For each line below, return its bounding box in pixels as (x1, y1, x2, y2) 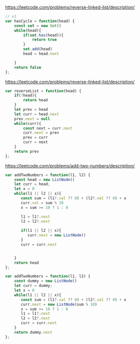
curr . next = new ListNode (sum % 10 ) (20, 302, 97, 307)
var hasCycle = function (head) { (5, 19, 75, 24)
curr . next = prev (23, 130, 59, 135)
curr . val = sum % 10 (20, 200, 64, 205)
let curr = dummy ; (14, 283, 52, 288)
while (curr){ (14, 121, 41, 126)
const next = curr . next (23, 125, 72, 131)
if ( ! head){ (14, 93, 37, 98)
